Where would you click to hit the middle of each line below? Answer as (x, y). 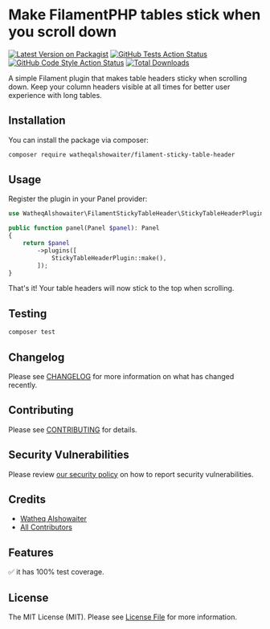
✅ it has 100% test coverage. (56, 572)
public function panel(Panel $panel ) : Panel (84, 228)
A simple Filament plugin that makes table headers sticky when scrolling (128, 78)
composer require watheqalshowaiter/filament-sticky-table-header (122, 154)
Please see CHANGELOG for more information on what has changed (121, 376)
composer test (32, 332)
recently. (23, 385)
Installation (37, 121)
